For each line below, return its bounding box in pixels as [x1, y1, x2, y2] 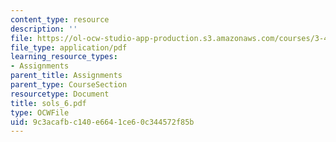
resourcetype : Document [10, 89, 110, 99]
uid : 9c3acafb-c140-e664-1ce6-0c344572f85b [10, 117, 195, 127]
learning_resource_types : [10, 52, 118, 62]
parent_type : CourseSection [10, 80, 128, 90]
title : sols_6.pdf [10, 98, 87, 108]
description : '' [10, 24, 78, 34]
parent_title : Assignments [10, 71, 123, 81]
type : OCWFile [10, 107, 70, 118]
